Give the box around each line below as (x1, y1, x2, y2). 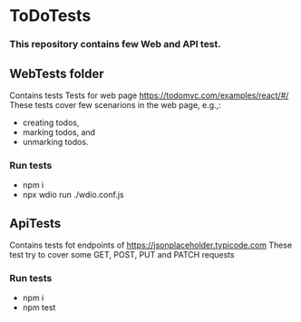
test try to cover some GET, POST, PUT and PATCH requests (9, 249, 235, 260)
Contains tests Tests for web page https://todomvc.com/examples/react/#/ (9, 90, 289, 101)
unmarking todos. (22, 136, 89, 147)
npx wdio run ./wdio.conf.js (22, 190, 124, 200)
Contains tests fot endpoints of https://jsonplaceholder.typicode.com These (9, 239, 293, 250)
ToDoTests (9, 5, 92, 26)
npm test (22, 302, 56, 313)
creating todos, (22, 117, 80, 128)
